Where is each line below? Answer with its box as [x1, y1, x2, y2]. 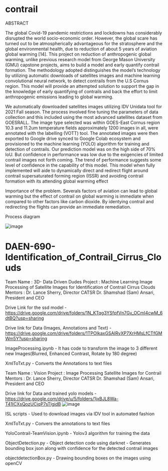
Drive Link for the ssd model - [5, 304, 67, 310]
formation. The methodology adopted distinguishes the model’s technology [5, 67, 160, 73]
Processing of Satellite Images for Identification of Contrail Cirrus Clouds [5, 284, 155, 290]
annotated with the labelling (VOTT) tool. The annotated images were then [5, 130, 158, 136]
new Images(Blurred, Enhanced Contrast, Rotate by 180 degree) [5, 350, 137, 357]
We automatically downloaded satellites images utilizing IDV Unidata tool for [5, 103, 162, 109]
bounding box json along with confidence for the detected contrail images [5, 445, 158, 451]
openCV [5, 460, 23, 466]
